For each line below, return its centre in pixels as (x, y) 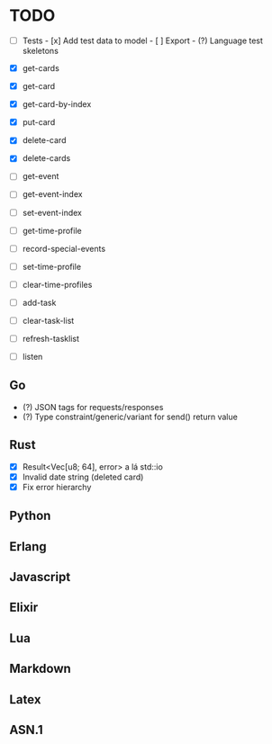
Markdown (41, 669)
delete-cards (46, 158)
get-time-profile (52, 230)
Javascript (40, 577)
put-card (39, 122)
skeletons (40, 51)
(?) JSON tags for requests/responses (93, 407)
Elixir (24, 608)
